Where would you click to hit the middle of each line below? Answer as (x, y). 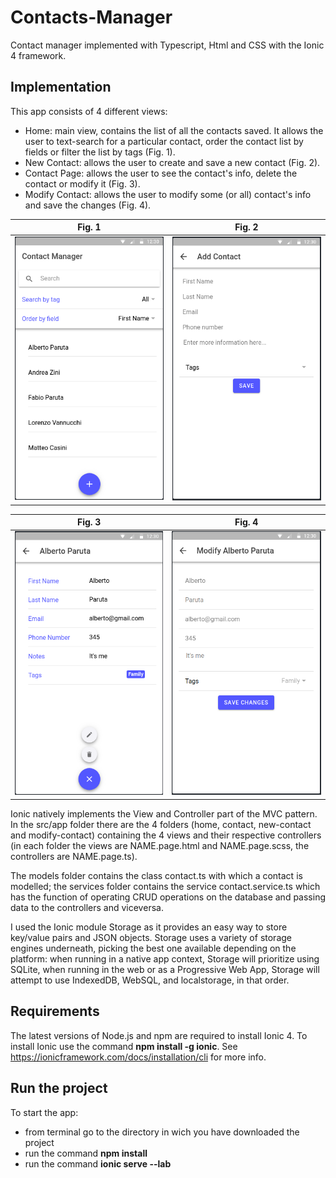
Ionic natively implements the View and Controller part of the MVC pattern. (164, 813)
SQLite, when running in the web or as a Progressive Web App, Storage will (165, 969)
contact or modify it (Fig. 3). (82, 183)
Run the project (59, 1088)
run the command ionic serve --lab (98, 1163)
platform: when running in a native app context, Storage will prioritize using (165, 958)
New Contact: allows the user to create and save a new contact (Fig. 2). (172, 162)
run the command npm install (86, 1153)
